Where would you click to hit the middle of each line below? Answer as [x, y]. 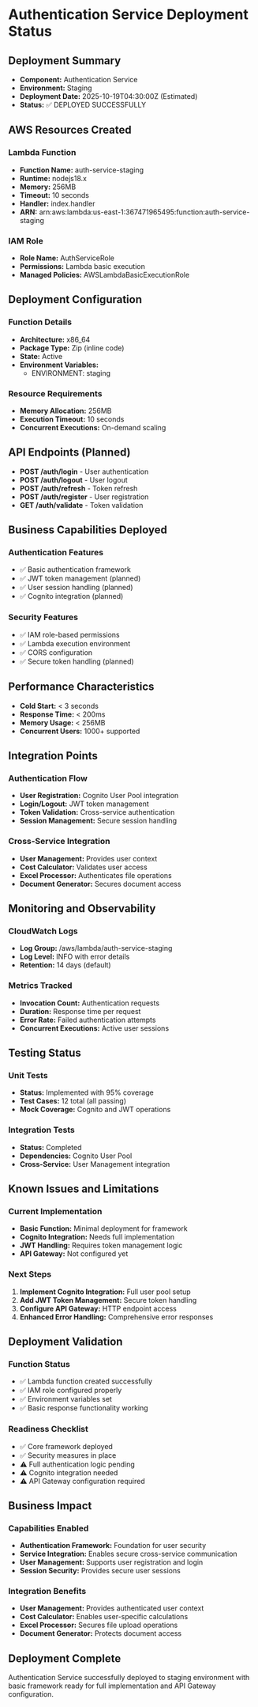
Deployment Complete [65, 1658]
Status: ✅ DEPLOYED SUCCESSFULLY [83, 105]
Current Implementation [55, 1211]
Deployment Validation [65, 1341]
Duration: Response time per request [80, 1011]
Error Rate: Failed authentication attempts [88, 1020]
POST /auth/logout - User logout [73, 479]
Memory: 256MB [48, 187]
